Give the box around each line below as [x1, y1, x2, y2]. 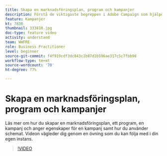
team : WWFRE [5, 40, 30, 45]
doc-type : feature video [5, 30, 57, 35]
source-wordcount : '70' [5, 63, 55, 68]
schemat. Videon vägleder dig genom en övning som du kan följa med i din [5, 130, 159, 137]
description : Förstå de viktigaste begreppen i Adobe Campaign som [5, 12, 148, 17]
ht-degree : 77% [5, 68, 37, 73]
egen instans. [5, 136, 33, 142]
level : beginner [5, 49, 39, 54]
